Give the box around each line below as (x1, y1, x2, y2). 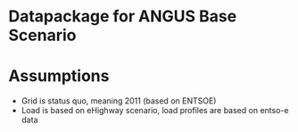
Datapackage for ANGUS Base (8, 6, 237, 27)
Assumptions (8, 66, 110, 87)
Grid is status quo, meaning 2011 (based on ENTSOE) (21, 95, 217, 106)
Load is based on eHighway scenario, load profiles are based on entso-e (21, 105, 289, 116)
